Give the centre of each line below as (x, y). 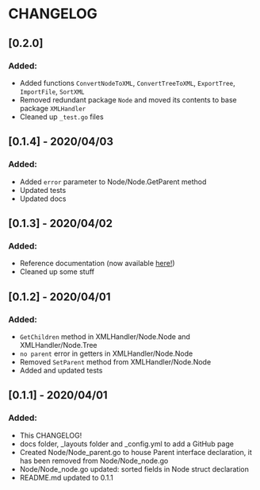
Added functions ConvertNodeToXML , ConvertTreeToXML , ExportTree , (127, 83)
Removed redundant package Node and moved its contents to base (128, 99)
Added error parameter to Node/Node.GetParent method (113, 181)
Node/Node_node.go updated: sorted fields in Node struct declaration (134, 469)
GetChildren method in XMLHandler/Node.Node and (105, 336)
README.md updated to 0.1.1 (66, 477)
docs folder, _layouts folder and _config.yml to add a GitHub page (126, 444)
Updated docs (43, 199)
